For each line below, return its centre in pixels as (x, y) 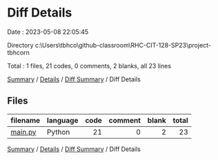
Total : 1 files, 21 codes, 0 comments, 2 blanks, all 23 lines (89, 66)
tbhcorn (18, 52)
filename (26, 120)
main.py (23, 132)
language (63, 120)
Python (59, 132)
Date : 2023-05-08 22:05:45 (48, 32)
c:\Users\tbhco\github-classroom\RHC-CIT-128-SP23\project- (123, 45)
